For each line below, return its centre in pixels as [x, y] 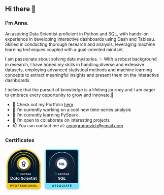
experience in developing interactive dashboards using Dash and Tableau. [80, 39]
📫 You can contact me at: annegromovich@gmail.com [67, 125]
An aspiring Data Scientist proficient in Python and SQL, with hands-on [77, 34]
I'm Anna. [17, 23]
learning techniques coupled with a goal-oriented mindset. [65, 49]
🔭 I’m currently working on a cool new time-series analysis [72, 110]
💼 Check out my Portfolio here [43, 104]
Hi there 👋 [20, 9]
